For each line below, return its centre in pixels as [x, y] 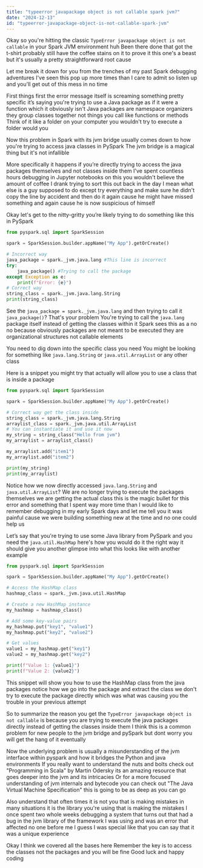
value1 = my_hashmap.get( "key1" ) [48, 649]
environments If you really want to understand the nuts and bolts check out [100, 764]
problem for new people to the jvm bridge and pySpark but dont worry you [99, 733]
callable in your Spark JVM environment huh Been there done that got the [99, 47]
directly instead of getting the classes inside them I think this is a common [99, 726]
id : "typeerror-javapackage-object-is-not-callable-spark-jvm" [88, 23]
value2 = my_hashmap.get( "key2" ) [48, 655]
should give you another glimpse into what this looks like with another [93, 548]
